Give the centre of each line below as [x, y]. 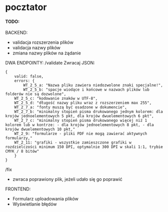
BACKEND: [17, 33]
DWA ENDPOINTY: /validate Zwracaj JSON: [50, 63]
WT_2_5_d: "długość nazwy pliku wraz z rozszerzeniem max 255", [83, 103]
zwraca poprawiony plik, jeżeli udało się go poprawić [67, 179]
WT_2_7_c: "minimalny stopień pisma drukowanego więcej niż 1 [81, 121]
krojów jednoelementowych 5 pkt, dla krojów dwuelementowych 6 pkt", [80, 116]
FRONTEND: [18, 189]
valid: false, [29, 77]
